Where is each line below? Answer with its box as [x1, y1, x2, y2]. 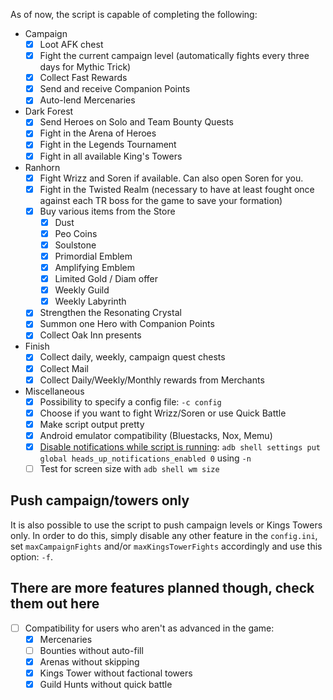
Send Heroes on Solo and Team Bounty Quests [39, 116, 234, 128]
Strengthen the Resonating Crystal [39, 307, 182, 319]
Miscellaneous [24, 385, 85, 397]
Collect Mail [39, 362, 89, 374]
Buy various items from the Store [39, 205, 176, 217]
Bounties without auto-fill [39, 644, 144, 656]
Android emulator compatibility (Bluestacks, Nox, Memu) [39, 429, 273, 441]
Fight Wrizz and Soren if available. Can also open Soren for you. [39, 172, 304, 184]
